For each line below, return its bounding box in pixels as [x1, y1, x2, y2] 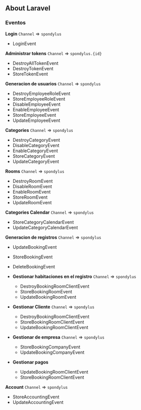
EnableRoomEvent [12, 189, 51, 195]
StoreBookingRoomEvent [20, 288, 72, 295]
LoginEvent [12, 40, 36, 47]
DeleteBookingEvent [12, 263, 56, 269]
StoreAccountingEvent [12, 394, 60, 400]
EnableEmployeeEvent [12, 106, 60, 113]
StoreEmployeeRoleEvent [12, 96, 66, 102]
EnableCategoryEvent [12, 148, 58, 154]
